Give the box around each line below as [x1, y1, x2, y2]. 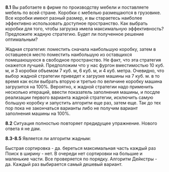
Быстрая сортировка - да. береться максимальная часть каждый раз [5, 145, 156, 151]
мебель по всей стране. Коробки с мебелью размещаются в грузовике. [5, 10, 161, 16]
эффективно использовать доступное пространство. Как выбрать [5, 20, 148, 26]
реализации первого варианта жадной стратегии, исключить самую [5, 94, 154, 100]
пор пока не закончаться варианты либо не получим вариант [5, 105, 138, 111]
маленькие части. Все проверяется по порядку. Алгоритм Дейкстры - [5, 156, 157, 162]
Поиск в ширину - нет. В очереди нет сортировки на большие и [5, 151, 143, 156]
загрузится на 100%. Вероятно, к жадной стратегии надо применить [5, 84, 154, 90]
